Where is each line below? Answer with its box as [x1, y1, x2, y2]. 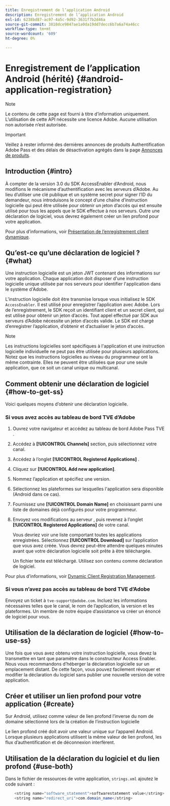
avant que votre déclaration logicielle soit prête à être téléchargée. [12, 548, 152, 554]
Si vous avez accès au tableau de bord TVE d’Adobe [5, 414, 135, 421]
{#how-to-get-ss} [5, 387, 64, 396]
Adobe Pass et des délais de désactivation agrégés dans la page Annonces [5, 146, 163, 153]
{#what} [5, 257, 32, 265]
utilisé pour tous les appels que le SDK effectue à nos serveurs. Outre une [5, 208, 160, 214]
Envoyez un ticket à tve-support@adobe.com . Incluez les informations [5, 597, 147, 603]
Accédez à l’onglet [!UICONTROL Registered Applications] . [12, 456, 140, 462]
